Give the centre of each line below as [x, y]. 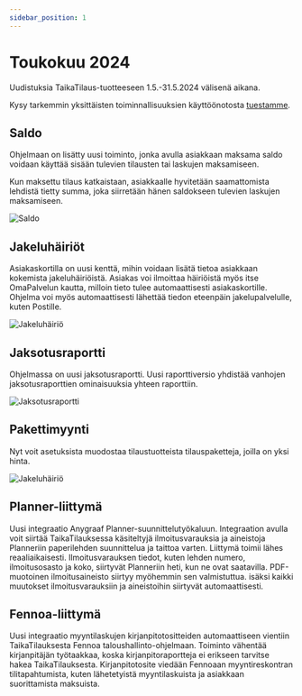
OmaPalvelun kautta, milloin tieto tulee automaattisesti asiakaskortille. [138, 288]
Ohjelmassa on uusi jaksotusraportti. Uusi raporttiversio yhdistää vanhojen [147, 374]
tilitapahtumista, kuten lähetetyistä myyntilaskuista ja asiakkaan [127, 674]
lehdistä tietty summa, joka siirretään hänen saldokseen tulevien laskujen [145, 191]
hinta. [20, 461]
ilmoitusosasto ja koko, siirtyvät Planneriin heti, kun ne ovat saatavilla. [139, 567]
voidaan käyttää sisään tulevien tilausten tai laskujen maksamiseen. [134, 164]
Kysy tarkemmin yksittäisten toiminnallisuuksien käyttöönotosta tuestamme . [150, 105]
